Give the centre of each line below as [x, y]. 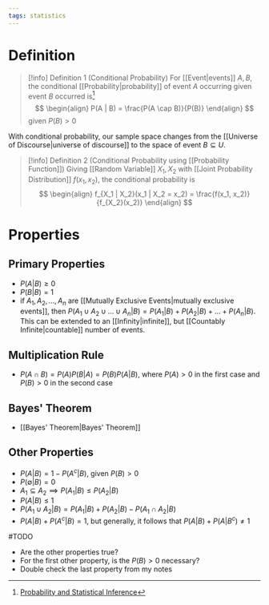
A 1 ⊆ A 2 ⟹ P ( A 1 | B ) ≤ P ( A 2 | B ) [69, 491]
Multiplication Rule [56, 355]
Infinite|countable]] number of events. [82, 330]
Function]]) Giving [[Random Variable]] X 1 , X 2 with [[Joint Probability [141, 170]
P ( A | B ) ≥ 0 [38, 283]
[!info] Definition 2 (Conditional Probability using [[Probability [128, 160]
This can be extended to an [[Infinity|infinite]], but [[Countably [122, 321]
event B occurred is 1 [61, 95]
